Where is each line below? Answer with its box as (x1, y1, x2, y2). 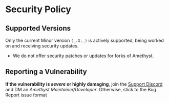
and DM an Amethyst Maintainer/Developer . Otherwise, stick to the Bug (5, 86, 156, 92)
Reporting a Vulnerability (5, 67, 87, 76)
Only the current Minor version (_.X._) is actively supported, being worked (5, 37, 164, 43)
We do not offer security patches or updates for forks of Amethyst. (12, 53, 154, 59)
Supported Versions (5, 24, 71, 33)
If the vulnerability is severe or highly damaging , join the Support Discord (5, 81, 163, 87)
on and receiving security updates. (5, 43, 79, 49)
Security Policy (5, 4, 72, 15)
